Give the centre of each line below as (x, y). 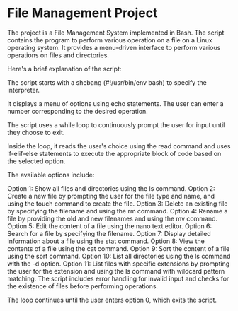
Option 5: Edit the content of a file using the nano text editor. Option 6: (110, 226)
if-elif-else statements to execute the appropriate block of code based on (114, 153)
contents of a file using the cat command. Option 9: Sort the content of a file (119, 248)
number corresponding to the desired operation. (78, 111)
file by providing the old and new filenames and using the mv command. (113, 218)
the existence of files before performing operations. (83, 286)
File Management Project (83, 13)
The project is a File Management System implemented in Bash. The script (116, 33)
